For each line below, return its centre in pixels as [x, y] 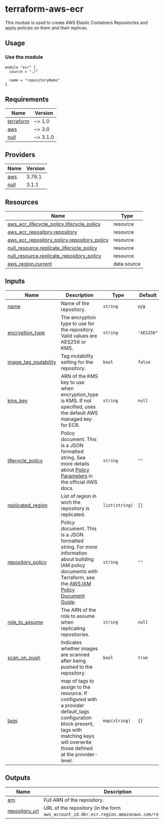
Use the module [24, 57]
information [74, 553]
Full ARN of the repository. [74, 800]
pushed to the [77, 667]
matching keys [77, 736]
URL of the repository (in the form [82, 808]
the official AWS [79, 482]
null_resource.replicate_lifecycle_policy [52, 248]
